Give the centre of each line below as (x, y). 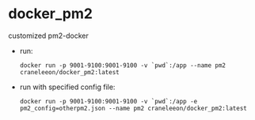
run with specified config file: (67, 87)
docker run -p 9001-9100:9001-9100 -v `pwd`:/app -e (108, 101)
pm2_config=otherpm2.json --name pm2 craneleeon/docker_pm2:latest (133, 108)
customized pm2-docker (48, 36)
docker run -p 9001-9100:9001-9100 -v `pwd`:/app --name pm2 (123, 65)
